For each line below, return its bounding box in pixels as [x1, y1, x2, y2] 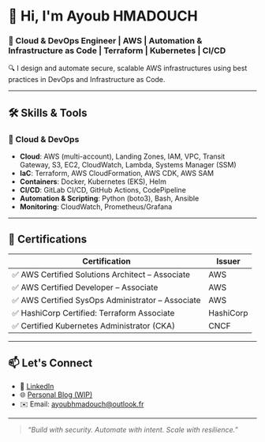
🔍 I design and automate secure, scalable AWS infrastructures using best [8, 63, 248, 73]
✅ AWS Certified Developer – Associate [12, 282, 159, 293]
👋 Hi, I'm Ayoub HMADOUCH [8, 7, 199, 25]
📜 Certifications [8, 232, 88, 245]
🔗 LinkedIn [19, 381, 54, 391]
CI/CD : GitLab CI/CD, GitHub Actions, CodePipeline [19, 185, 187, 195]
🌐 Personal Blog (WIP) [19, 390, 93, 399]
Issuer [216, 256, 241, 267]
